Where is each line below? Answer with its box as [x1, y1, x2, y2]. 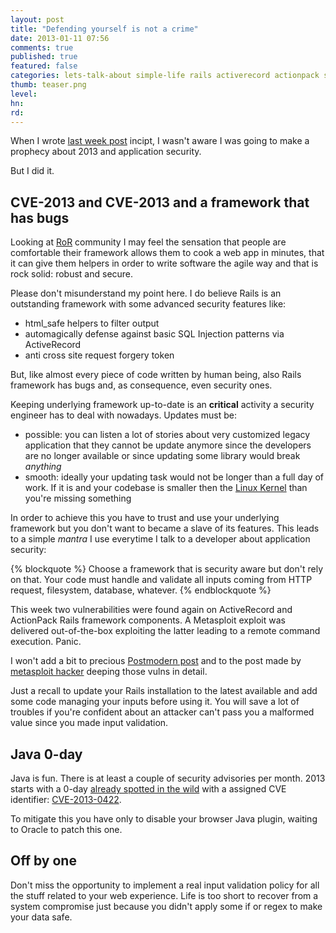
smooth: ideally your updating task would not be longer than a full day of [24, 471, 325, 483]
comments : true [10, 42, 74, 53]
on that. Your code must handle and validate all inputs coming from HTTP [10, 574, 313, 586]
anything [24, 461, 62, 473]
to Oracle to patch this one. [10, 824, 123, 835]
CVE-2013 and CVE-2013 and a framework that [10, 194, 310, 211]
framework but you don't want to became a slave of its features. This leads [10, 522, 320, 535]
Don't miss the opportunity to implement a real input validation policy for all [10, 879, 320, 891]
